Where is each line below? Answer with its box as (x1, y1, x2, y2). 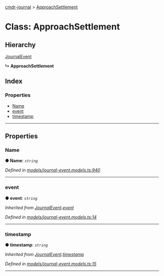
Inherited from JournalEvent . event (5, 205, 74, 211)
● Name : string (5, 158, 38, 164)
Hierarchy (5, 41, 36, 49)
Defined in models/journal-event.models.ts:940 (5, 167, 101, 173)
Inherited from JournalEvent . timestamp (5, 251, 84, 257)
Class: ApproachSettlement (5, 21, 120, 32)
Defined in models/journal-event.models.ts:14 (5, 214, 97, 220)
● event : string (5, 195, 38, 201)
